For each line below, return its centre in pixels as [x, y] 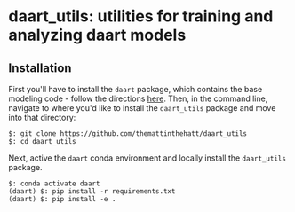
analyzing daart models [97, 35]
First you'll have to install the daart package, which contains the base [136, 89]
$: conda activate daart [54, 184]
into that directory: [42, 118]
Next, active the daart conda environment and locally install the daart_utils [147, 158]
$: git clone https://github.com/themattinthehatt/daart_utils [128, 134]
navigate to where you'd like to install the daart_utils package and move [142, 108]
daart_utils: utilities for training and [141, 16]
